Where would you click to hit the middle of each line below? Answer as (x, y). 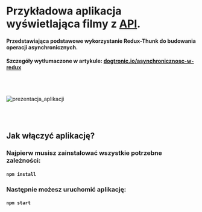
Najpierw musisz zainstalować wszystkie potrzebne (84, 153)
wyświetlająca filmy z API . (74, 24)
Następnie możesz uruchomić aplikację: (66, 189)
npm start (19, 203)
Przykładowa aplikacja (64, 11)
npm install (21, 174)
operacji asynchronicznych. (42, 47)
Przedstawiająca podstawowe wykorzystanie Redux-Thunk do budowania (101, 41)
